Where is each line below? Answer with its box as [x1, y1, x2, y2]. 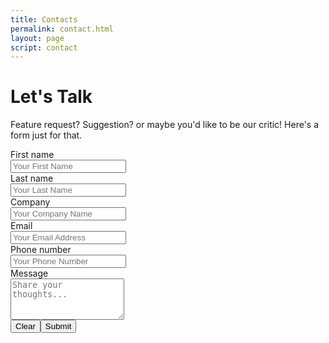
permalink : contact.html [10, 24, 114, 34]
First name [10, 149, 55, 161]
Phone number [10, 244, 72, 256]
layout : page [10, 33, 65, 43]
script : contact [10, 42, 78, 53]
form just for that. [10, 129, 83, 141]
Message [10, 267, 49, 280]
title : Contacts [10, 14, 78, 25]
